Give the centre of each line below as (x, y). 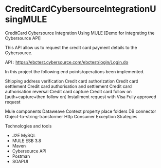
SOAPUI (20, 161)
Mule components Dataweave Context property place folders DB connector (81, 111)
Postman (21, 156)
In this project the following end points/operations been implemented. (75, 71)
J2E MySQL (24, 135)
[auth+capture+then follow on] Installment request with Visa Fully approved (81, 97)
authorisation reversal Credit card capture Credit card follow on (69, 91)
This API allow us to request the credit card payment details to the (71, 47)
